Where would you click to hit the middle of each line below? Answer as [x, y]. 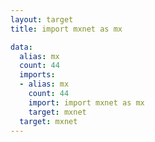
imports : [37, 75]
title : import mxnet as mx [66, 29]
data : [21, 47]
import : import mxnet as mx [86, 102]
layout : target [42, 19]
